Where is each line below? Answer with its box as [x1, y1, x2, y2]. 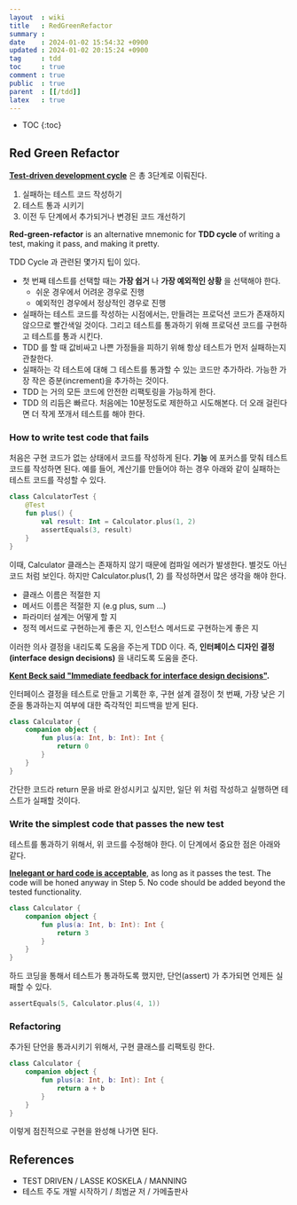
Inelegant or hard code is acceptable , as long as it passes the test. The [9, 868, 272, 878]
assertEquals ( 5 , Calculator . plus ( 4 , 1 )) [9, 999, 161, 1008]
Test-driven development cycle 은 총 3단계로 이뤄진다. [9, 170, 207, 181]
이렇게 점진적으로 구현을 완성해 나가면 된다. [9, 1126, 159, 1137]
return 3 [56, 928, 90, 937]
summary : [9, 29, 46, 38]
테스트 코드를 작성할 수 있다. [9, 475, 106, 485]
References [9, 1152, 74, 1167]
